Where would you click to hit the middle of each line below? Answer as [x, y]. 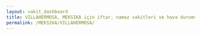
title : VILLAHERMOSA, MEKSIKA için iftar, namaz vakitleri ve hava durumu [101, 17]
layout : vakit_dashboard [37, 12]
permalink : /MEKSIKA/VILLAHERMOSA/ [51, 23]
